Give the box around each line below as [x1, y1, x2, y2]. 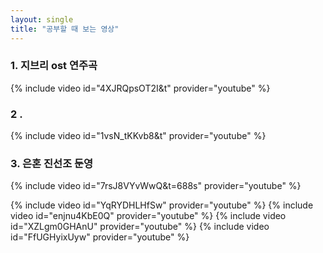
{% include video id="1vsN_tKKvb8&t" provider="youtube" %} [10, 130, 267, 142]
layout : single [10, 14, 74, 25]
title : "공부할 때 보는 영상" [10, 24, 120, 34]
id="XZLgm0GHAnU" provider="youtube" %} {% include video [10, 221, 270, 233]
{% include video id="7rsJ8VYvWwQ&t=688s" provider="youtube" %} [10, 180, 302, 192]
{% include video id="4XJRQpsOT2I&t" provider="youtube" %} [10, 82, 271, 94]
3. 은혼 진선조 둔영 [10, 157, 94, 171]
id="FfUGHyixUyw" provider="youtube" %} [10, 231, 190, 243]
